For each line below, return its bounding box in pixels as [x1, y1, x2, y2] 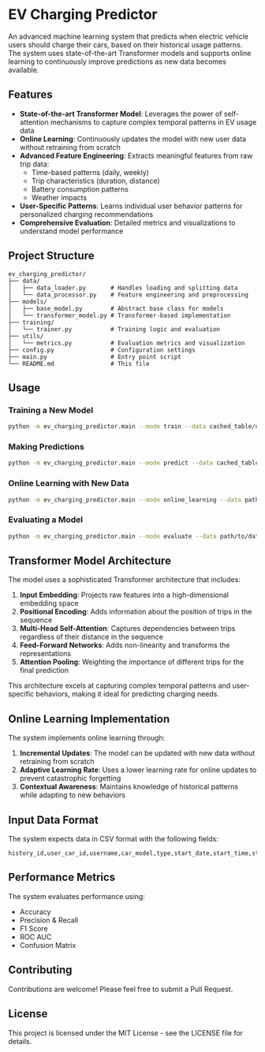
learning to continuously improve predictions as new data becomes [8, 57, 227, 66]
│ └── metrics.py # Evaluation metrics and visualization [8, 339, 245, 347]
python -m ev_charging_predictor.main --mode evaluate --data [8, 532, 217, 540]
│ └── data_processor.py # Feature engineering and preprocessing [8, 290, 248, 299]
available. [8, 65, 39, 74]
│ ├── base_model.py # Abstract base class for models [8, 304, 224, 312]
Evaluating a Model [8, 514, 84, 525]
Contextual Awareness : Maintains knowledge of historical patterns [19, 782, 239, 792]
